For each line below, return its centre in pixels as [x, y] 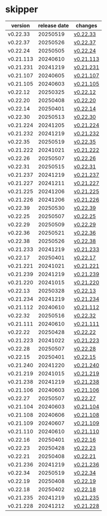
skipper [22, 9]
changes [86, 25]
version [21, 25]
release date [53, 25]
